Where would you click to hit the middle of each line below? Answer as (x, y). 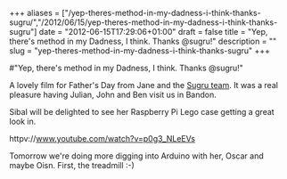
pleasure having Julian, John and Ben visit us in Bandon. (113, 94)
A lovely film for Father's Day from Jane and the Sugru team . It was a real (144, 85)
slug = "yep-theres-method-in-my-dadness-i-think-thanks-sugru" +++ (139, 51)
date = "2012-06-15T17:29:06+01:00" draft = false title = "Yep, (153, 32)
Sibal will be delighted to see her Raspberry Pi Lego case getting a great (142, 112)
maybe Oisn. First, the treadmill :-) (72, 165)
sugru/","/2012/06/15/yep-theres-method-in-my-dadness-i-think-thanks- (143, 22)
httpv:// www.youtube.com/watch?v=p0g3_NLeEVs (102, 138)
